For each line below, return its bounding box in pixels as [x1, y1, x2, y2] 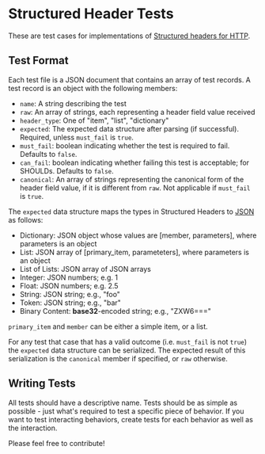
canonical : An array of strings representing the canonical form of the [19, 174, 244, 184]
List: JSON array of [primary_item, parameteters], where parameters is [19, 247, 249, 257]
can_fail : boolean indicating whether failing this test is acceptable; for [19, 158, 250, 167]
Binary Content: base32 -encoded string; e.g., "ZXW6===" [19, 306, 211, 315]
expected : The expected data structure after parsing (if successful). [19, 124, 240, 133]
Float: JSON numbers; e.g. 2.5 [19, 280, 119, 290]
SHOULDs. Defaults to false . [19, 166, 115, 175]
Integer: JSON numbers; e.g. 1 [19, 273, 119, 282]
